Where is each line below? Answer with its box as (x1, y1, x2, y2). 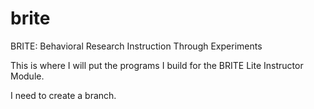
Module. (10, 70, 45, 82)
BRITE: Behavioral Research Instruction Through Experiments (10, 40, 263, 52)
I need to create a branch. (10, 89, 117, 101)
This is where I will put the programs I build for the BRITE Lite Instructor (10, 59, 304, 71)
